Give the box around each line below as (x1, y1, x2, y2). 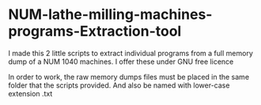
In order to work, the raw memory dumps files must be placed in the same (8, 72, 250, 81)
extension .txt (8, 88, 53, 98)
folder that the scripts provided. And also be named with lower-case (8, 81, 230, 90)
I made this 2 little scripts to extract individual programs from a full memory (8, 48, 253, 58)
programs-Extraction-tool (8, 22, 182, 40)
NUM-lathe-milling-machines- (8, 6, 213, 24)
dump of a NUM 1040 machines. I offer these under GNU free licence (8, 57, 234, 66)
